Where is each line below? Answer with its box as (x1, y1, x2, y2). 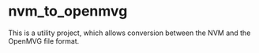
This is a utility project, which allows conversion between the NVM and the (8, 28, 251, 37)
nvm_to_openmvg (8, 2, 128, 20)
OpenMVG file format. (8, 36, 80, 45)
